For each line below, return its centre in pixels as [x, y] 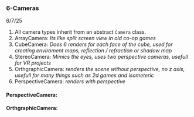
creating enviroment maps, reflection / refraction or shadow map [93, 51]
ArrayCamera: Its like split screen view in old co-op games [85, 38]
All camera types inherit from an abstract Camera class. [80, 32]
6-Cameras [23, 8]
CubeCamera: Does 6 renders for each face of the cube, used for [93, 44]
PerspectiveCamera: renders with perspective [70, 81]
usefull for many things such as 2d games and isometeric [84, 75]
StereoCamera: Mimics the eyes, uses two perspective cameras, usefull [101, 57]
